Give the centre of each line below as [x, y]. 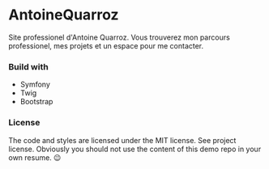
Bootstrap [36, 102]
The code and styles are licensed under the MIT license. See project [122, 140]
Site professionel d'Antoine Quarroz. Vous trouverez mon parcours [120, 37]
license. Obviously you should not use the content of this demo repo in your [135, 149]
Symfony [35, 84]
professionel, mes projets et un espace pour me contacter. [106, 45]
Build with [28, 66]
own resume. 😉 [35, 157]
